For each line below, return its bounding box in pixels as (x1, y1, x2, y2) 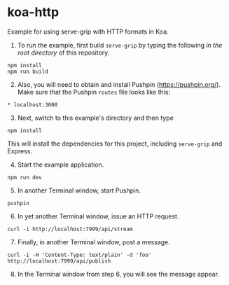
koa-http (7, 4, 60, 20)
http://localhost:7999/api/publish (7, 257, 111, 265)
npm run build (7, 68, 49, 75)
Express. (7, 146, 33, 155)
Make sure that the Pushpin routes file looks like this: (17, 88, 170, 96)
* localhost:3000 (7, 101, 58, 109)
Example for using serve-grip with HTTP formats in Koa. (7, 27, 169, 36)
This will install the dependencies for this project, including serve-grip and (7, 139, 223, 148)
